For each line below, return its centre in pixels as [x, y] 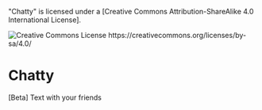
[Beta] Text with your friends [55, 97]
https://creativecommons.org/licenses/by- [177, 35]
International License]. [45, 20]
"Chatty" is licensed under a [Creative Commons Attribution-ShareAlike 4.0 [131, 11]
